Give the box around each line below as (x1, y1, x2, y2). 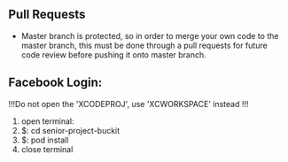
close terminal (20, 143, 74, 154)
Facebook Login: (8, 75, 103, 90)
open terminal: (20, 115, 74, 127)
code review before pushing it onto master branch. (20, 49, 207, 60)
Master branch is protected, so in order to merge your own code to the (20, 30, 279, 41)
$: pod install (20, 135, 69, 145)
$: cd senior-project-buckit (20, 125, 121, 135)
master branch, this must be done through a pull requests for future (20, 40, 268, 50)
